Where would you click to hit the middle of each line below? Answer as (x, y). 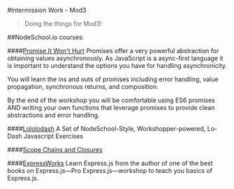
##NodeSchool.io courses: (46, 37)
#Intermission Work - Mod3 (47, 10)
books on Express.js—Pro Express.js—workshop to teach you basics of (110, 170)
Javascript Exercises (53, 136)
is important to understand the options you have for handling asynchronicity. (117, 65)
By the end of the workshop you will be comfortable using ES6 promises (111, 100)
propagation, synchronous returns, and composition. (83, 86)
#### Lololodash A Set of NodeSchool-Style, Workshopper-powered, (107, 128)
